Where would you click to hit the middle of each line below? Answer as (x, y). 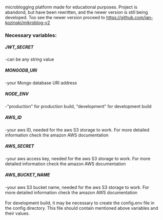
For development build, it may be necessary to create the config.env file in (80, 203)
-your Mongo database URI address (41, 83)
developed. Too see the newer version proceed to (55, 17)
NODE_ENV (17, 94)
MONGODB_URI (21, 70)
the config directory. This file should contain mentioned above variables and (82, 208)
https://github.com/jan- (130, 17)
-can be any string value (30, 59)
